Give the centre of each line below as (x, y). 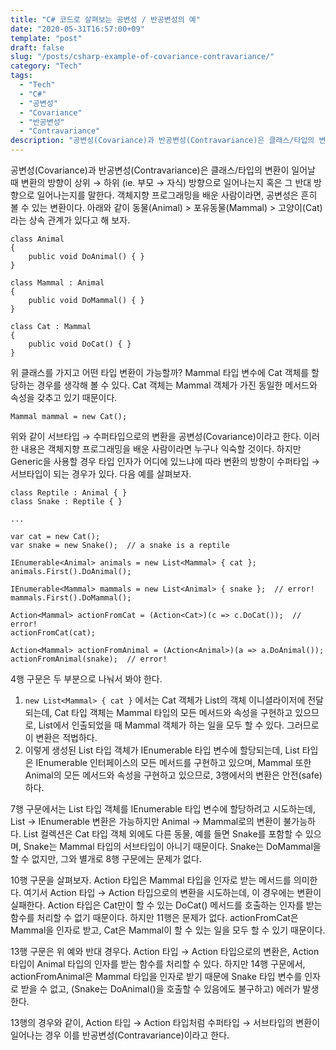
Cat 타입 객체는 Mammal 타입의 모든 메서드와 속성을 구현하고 (173, 712)
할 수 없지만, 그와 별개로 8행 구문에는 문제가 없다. (106, 859)
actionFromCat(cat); (53, 633)
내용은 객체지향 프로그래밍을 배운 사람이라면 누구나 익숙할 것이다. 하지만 (161, 449)
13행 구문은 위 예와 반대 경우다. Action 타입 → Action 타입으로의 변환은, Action (165, 951)
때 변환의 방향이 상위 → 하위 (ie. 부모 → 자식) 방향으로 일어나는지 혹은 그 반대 (161, 182)
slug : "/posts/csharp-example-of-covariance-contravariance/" (142, 57)
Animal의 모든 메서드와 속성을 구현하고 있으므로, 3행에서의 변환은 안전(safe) (173, 775)
